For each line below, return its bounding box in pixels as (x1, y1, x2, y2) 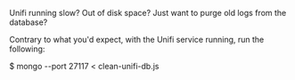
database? (9, 17, 48, 28)
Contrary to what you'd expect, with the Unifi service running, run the (9, 35, 265, 44)
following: (9, 44, 45, 54)
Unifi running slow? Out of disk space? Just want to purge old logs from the (9, 8, 287, 18)
